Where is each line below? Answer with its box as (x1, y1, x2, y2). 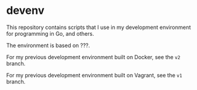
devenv (6, 4, 45, 18)
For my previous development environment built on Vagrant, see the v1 (6, 71, 182, 79)
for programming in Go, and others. (6, 30, 94, 37)
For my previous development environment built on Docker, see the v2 (6, 53, 181, 60)
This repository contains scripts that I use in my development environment (6, 24, 192, 31)
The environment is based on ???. (6, 42, 91, 49)
